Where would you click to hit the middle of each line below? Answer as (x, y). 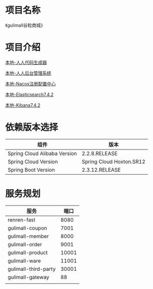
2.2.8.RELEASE (100, 153)
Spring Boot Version (31, 170)
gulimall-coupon (28, 228)
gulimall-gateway (28, 277)
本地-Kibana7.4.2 (23, 105)
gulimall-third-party (32, 269)
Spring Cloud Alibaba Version (42, 153)
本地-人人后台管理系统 (28, 73)
